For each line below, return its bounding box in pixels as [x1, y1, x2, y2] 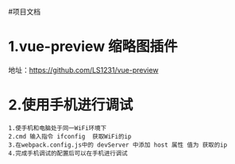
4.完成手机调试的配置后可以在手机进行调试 [8, 149, 129, 157]
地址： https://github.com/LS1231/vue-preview [8, 65, 159, 74]
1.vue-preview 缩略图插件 [8, 38, 179, 55]
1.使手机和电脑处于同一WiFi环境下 [8, 124, 107, 132]
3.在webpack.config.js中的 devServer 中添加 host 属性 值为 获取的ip [8, 141, 228, 149]
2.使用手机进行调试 [8, 96, 133, 114]
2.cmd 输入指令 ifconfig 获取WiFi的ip [8, 132, 132, 140]
